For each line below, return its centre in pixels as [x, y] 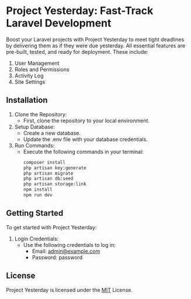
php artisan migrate [48, 173]
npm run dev [38, 195]
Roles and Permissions [42, 69]
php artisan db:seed [48, 179]
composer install [44, 162]
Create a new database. [52, 133]
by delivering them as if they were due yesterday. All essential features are [96, 46]
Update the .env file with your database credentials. [85, 139]
